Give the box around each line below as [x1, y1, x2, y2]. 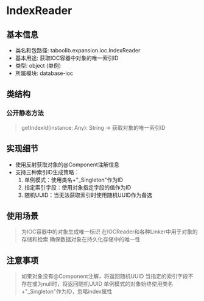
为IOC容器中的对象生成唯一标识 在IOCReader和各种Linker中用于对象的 [21, 228, 198, 235]
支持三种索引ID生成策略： [15, 168, 80, 175]
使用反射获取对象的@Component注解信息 [15, 161, 120, 168]
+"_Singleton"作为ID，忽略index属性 [21, 288, 113, 296]
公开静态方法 [6, 109, 44, 118]
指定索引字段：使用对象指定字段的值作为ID [24, 183, 132, 191]
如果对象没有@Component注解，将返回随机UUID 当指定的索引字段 [21, 272, 189, 280]
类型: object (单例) [15, 62, 62, 69]
